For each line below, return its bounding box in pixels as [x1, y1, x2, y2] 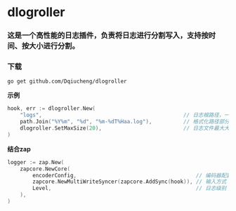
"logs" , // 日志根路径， [20, 111, 225, 119]
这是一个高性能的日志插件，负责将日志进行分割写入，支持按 [7, 31, 209, 41]
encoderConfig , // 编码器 [32, 172, 221, 179]
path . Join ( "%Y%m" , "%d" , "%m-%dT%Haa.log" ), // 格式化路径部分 [20, 118, 230, 125]
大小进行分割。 [29, 41, 79, 51]
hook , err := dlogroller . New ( [7, 105, 96, 112]
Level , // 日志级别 [32, 185, 227, 192]
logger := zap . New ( [7, 158, 65, 165]
